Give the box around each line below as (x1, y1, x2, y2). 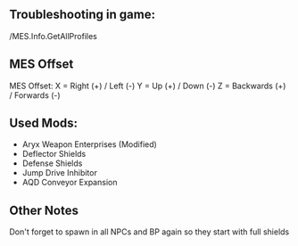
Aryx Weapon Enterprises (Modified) (21, 139, 158, 150)
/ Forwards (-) (9, 89, 61, 101)
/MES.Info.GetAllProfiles (9, 30, 98, 41)
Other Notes (9, 202, 79, 217)
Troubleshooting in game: (9, 7, 156, 22)
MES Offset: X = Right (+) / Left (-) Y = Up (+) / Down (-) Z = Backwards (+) (9, 80, 286, 91)
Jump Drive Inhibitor (21, 168, 98, 178)
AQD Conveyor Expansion (21, 177, 118, 188)
